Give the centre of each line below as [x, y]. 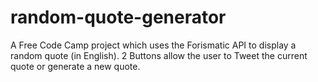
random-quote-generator [118, 17]
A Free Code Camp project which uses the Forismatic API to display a [153, 45]
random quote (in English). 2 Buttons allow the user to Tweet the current [159, 55]
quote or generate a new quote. [75, 66]
